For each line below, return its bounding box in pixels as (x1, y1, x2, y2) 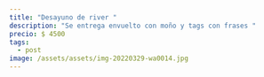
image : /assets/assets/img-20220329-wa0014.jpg (9, 54, 189, 63)
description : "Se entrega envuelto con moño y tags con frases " (9, 21, 256, 30)
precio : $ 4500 (9, 29, 66, 38)
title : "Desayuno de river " (9, 12, 117, 22)
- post (17, 46, 42, 55)
